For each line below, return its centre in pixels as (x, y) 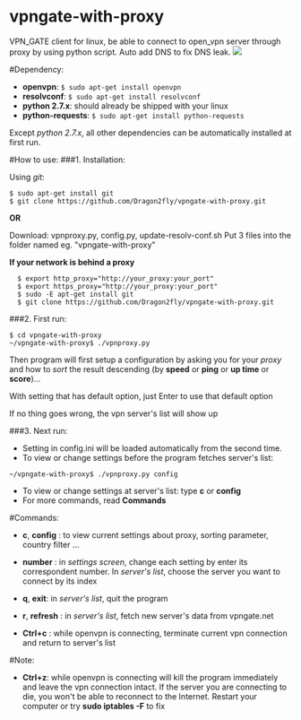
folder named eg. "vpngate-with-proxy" (82, 245)
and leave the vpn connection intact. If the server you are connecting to (155, 687)
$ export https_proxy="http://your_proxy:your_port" (118, 286)
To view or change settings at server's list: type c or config (132, 490)
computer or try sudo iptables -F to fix (94, 706)
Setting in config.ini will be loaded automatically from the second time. (152, 448)
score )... (25, 378)
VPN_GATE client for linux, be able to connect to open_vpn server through (145, 41)
